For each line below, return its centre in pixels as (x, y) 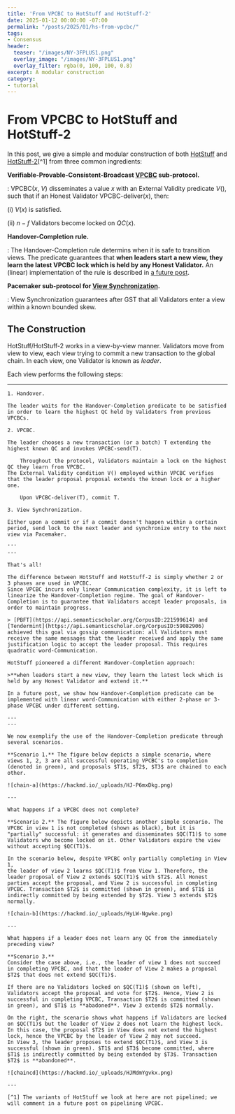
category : (22, 79)
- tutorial (23, 85)
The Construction (47, 329)
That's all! (24, 565)
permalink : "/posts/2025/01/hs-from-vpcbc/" (73, 27)
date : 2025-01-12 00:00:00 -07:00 (58, 20)
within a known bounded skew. (52, 307)
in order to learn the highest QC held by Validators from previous (109, 412)
